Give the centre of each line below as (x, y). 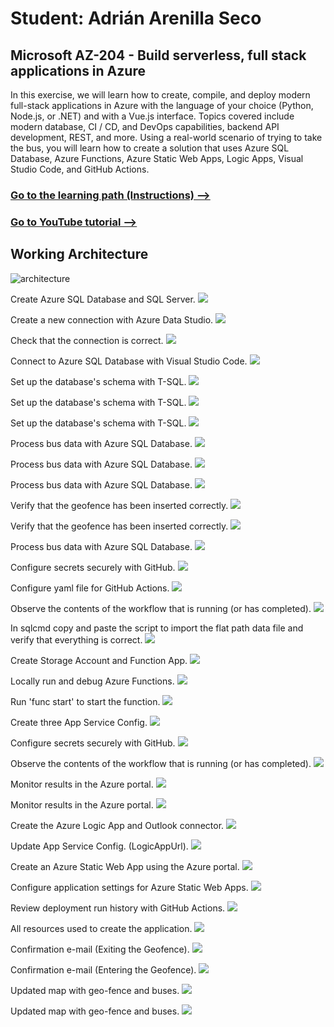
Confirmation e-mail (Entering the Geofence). (103, 969)
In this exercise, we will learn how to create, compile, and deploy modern (160, 95)
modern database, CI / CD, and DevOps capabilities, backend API (145, 126)
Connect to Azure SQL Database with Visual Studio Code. (129, 361)
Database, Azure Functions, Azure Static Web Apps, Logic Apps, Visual (157, 158)
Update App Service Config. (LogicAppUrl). (99, 846)
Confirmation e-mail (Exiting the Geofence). (100, 949)
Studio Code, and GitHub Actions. (80, 169)
